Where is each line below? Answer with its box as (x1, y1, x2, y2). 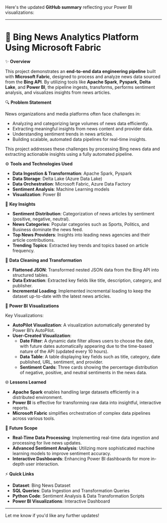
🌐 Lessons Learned (5, 379, 46, 385)
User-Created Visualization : (12, 332, 72, 338)
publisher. (12, 282, 33, 288)
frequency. (12, 248, 35, 254)
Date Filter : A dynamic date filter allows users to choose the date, (19, 337, 155, 344)
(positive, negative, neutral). (12, 216, 70, 222)
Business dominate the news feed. (12, 226, 83, 232)
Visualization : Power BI (12, 191, 61, 197)
